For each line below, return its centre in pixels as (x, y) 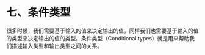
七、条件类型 (39, 13)
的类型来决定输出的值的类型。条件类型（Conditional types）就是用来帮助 (98, 38)
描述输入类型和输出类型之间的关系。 (57, 46)
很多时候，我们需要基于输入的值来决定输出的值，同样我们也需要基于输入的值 (103, 31)
